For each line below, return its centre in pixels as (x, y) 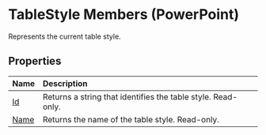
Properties (35, 61)
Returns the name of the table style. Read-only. (131, 119)
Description (65, 83)
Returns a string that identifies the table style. (127, 96)
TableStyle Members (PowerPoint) (124, 15)
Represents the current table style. (65, 36)
